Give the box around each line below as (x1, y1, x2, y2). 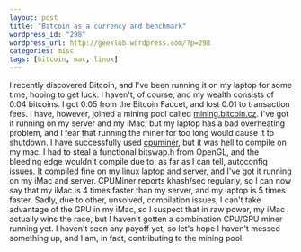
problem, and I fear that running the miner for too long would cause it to (9, 128, 275, 138)
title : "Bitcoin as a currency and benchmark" (9, 22, 187, 31)
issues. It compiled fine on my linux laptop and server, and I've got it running (9, 166, 292, 176)
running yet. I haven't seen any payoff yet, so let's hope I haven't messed (9, 223, 281, 234)
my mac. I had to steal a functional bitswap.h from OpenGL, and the (9, 147, 260, 157)
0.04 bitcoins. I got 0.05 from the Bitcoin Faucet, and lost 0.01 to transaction (9, 99, 290, 109)
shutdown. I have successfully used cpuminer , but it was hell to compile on (9, 137, 288, 148)
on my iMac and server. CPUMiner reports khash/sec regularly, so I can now (9, 175, 292, 185)
